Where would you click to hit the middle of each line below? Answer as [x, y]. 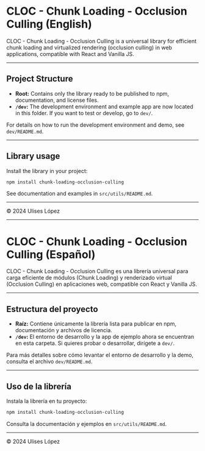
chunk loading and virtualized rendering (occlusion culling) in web [89, 48]
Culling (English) [49, 24]
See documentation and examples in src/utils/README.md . [80, 194]
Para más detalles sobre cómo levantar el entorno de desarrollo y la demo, [100, 355]
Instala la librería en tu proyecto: [47, 401]
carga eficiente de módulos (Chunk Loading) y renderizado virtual [89, 278]
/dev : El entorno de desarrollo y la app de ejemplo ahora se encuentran [104, 337]
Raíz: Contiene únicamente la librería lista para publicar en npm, [96, 324]
